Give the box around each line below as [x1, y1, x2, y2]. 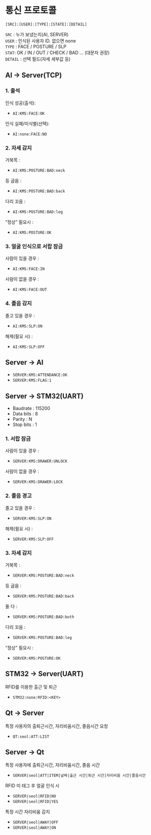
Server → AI [5, 358, 44, 367]
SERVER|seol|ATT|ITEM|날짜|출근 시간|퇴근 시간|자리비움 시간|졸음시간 [12, 773, 146, 778]
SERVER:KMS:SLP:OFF [12, 536, 54, 542]
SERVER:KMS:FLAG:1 [12, 378, 52, 383]
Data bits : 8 [12, 411, 38, 417]
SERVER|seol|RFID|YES [12, 799, 58, 804]
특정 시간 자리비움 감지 [5, 809, 50, 815]
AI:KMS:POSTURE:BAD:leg [12, 209, 63, 214]
